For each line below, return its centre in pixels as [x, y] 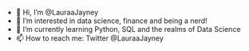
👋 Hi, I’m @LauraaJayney [57, 12]
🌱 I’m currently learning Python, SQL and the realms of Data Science [128, 29]
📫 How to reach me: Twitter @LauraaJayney [89, 38]
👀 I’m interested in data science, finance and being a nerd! [111, 21]
